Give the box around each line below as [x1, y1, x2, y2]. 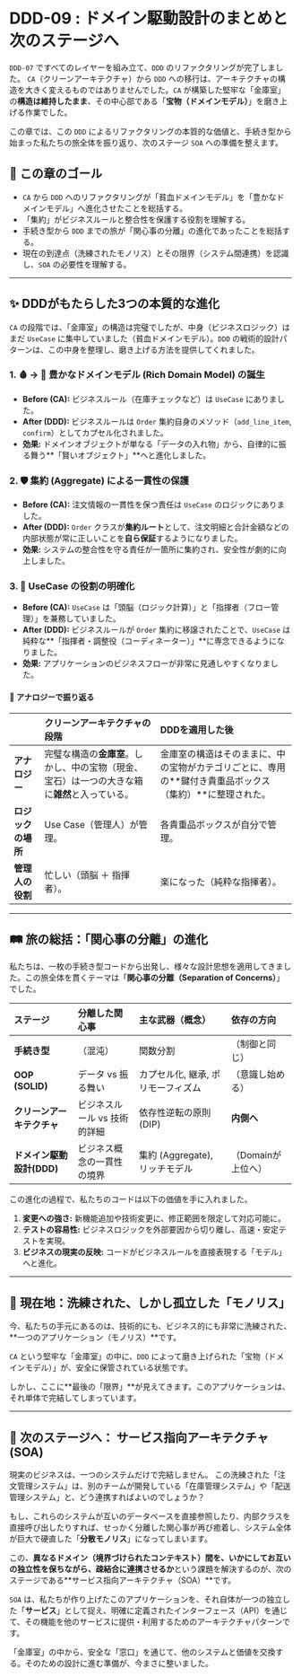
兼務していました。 [49, 613, 121, 624]
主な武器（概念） [138, 1014, 211, 1026]
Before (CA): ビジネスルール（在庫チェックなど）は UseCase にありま [21, 393, 278, 404]
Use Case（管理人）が [44, 818, 139, 830]
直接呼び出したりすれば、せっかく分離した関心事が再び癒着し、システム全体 [9, 1523, 292, 1533]
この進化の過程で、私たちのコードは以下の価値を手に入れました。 [9, 1194, 253, 1205]
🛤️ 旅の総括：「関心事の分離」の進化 [9, 932, 209, 947]
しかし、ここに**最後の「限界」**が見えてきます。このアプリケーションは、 [9, 1382, 291, 1392]
